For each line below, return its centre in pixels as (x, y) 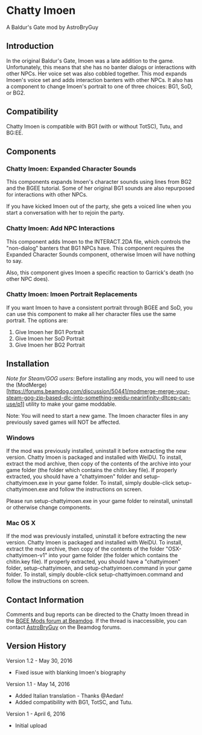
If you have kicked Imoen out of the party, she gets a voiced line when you (99, 206)
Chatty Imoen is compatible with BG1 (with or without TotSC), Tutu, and (94, 126)
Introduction (30, 46)
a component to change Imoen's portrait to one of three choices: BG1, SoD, (99, 86)
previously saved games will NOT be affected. (63, 422)
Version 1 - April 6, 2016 (36, 714)
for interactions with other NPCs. (47, 195)
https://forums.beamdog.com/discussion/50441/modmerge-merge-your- (99, 391)
